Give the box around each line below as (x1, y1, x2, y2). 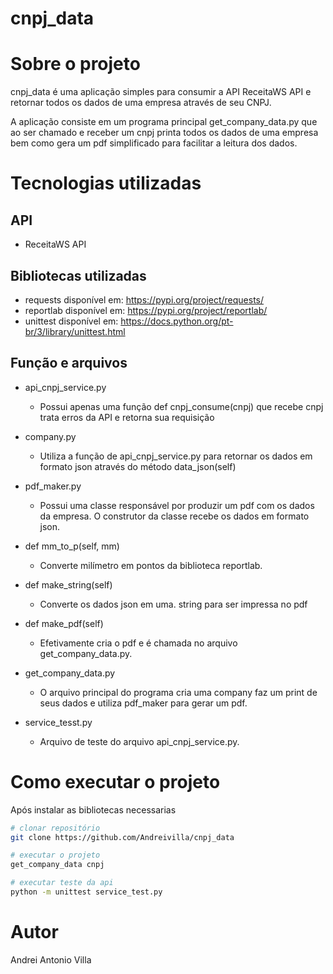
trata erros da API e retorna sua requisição (39, 411, 215, 423)
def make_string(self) (24, 578, 113, 591)
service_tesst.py (24, 716, 93, 728)
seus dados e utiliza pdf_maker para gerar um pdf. (39, 697, 248, 709)
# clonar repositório (10, 823, 101, 833)
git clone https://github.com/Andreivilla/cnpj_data (10, 832, 235, 842)
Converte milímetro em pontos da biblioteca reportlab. (39, 559, 263, 571)
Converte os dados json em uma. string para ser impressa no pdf (39, 598, 308, 610)
